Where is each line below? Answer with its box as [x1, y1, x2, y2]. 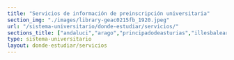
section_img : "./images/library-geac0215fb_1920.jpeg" [7, 17, 170, 23]
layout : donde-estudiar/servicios [7, 42, 108, 49]
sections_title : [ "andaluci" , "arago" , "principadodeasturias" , [7, 29, 192, 37]
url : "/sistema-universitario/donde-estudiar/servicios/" [7, 23, 179, 30]
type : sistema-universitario [7, 36, 92, 43]
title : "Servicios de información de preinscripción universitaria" [7, 10, 210, 17]
